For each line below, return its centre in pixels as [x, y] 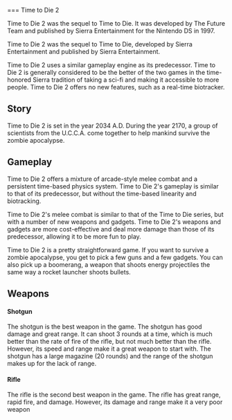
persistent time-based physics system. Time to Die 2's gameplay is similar [113, 186]
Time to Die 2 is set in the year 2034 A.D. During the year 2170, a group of [113, 125]
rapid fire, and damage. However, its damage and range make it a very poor [115, 402]
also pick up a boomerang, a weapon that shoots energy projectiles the [109, 264]
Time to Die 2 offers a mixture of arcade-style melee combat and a [102, 179]
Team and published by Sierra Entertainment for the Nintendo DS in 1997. [111, 31]
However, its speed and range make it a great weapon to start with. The [109, 349]
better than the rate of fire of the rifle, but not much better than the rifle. [109, 342]
